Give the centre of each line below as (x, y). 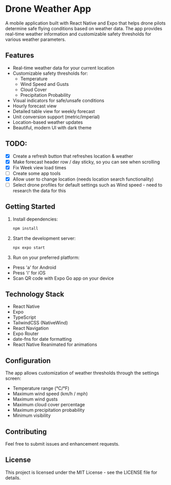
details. (13, 478)
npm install (25, 228)
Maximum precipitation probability (49, 410)
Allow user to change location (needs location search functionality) (83, 179)
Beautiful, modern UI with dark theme (52, 127)
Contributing (26, 432)
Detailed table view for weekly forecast (54, 111)
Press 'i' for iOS (29, 273)
